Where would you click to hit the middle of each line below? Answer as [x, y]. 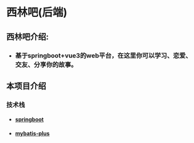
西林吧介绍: [28, 37]
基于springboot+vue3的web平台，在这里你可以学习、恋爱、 [103, 55]
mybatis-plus [32, 133]
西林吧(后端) [37, 12]
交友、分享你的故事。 [46, 64]
